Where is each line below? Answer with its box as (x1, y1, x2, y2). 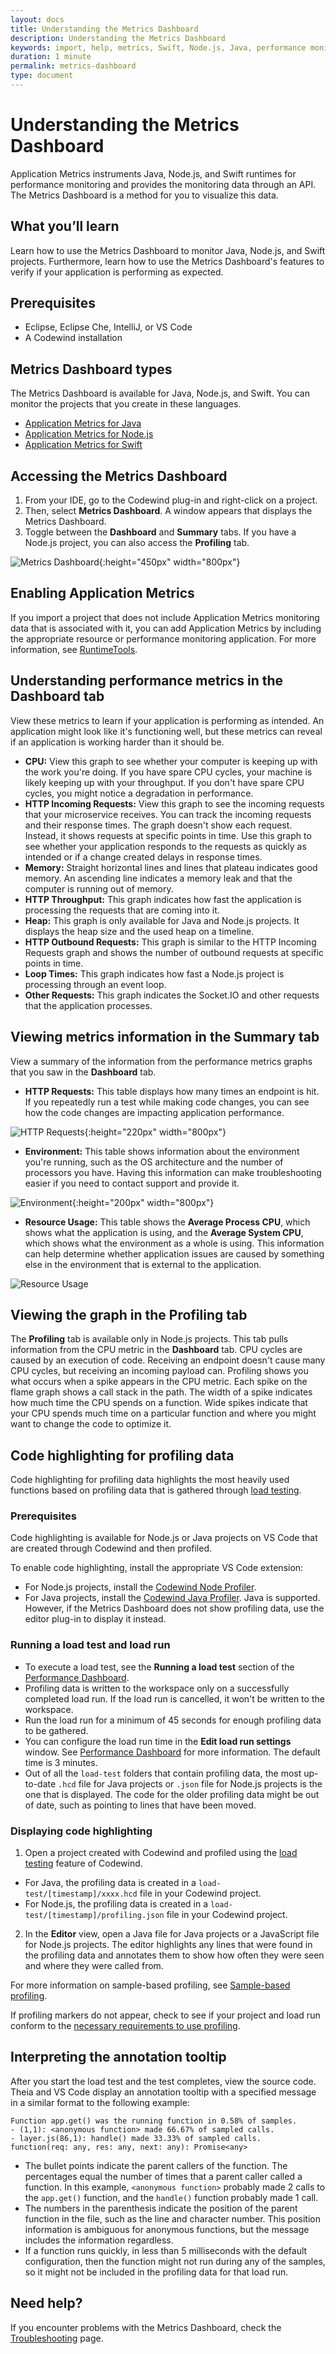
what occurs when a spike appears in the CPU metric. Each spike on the (10, 1376, 308, 1388)
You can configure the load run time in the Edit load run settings (24, 1735, 292, 1747)
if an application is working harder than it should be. (10, 736, 225, 748)
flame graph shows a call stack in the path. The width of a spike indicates (10, 1386, 313, 1398)
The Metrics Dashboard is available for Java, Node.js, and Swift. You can (10, 387, 310, 400)
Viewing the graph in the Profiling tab (10, 1306, 248, 1323)
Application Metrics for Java (24, 417, 142, 430)
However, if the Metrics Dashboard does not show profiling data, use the (24, 1602, 325, 1615)
